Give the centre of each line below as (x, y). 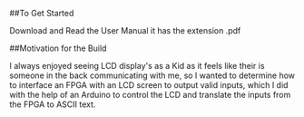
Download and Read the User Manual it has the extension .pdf (125, 30)
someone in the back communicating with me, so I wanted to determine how (152, 75)
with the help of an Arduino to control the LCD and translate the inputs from (150, 95)
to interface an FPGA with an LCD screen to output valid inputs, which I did (149, 85)
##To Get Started (42, 13)
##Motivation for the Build (58, 48)
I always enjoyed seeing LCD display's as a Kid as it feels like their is (137, 66)
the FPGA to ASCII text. (53, 104)
